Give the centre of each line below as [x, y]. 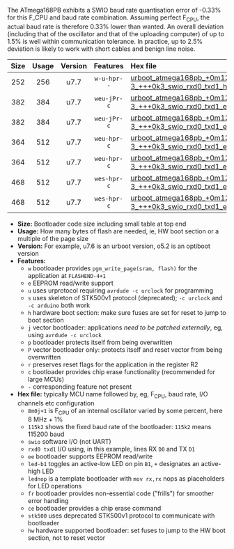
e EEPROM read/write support [70, 283]
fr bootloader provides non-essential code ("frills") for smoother [121, 493]
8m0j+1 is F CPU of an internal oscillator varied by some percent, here [125, 411]
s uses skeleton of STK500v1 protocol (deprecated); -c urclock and [125, 297]
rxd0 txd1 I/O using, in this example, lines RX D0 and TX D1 [111, 449]
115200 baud [46, 434]
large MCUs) [46, 379]
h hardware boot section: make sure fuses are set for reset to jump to [127, 312]
